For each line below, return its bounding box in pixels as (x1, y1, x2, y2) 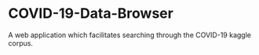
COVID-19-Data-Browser (8, 5, 174, 22)
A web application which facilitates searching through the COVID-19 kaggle (8, 30, 251, 40)
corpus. (8, 38, 34, 47)
